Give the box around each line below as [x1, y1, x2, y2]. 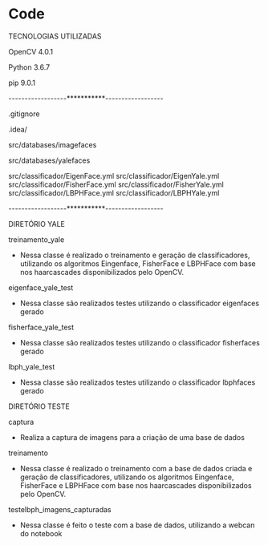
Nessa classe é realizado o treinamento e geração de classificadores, [19, 250, 250, 260]
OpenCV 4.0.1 [8, 46, 54, 56]
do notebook [19, 528, 63, 538]
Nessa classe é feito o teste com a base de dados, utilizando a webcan [19, 520, 255, 530]
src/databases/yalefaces [8, 155, 91, 165]
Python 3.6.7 [8, 62, 51, 72]
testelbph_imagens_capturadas [8, 504, 112, 514]
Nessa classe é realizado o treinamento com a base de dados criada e [19, 463, 253, 473]
